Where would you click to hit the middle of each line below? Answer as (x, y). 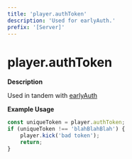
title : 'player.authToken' (47, 14)
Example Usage (31, 109)
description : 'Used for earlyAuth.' (61, 21)
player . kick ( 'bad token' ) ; (60, 136)
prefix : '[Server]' (36, 27)
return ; (31, 142)
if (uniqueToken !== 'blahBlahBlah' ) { (66, 129)
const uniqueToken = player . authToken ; (66, 122)
